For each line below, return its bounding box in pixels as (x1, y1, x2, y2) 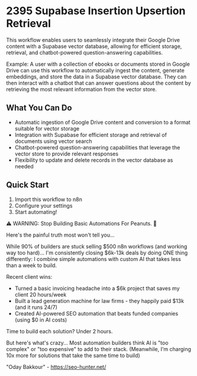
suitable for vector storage (14, 125, 80, 132)
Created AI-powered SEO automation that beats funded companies (14, 310, 179, 317)
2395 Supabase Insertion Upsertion (6, 4, 186, 18)
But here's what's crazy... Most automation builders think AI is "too (6, 339, 169, 346)
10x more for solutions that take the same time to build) (6, 352, 140, 359)
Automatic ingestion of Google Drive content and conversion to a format (14, 119, 190, 126)
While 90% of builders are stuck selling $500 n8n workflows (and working (6, 243, 188, 250)
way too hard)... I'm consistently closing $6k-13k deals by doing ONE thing (6, 249, 188, 256)
